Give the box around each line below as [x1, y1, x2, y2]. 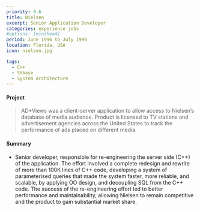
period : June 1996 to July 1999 [6, 37, 87, 43]
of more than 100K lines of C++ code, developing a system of [14, 166, 168, 173]
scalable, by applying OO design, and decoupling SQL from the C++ [14, 179, 184, 186]
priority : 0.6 [6, 8, 42, 15]
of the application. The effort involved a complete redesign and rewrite [14, 159, 190, 167]
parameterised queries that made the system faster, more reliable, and [14, 172, 189, 180]
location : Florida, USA [6, 43, 66, 49]
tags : [6, 58, 20, 65]
